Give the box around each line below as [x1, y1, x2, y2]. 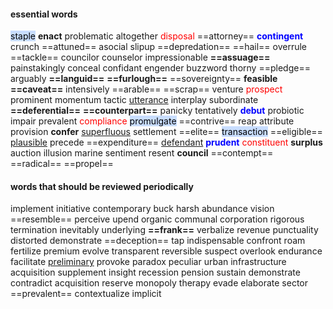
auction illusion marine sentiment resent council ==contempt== [10, 147, 274, 159]
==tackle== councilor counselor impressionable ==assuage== [10, 51, 271, 64]
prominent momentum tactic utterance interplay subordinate [10, 94, 259, 106]
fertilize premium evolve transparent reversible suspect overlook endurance [10, 245, 323, 257]
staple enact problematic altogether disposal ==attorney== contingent [10, 30, 304, 42]
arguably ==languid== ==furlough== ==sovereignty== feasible [10, 73, 278, 85]
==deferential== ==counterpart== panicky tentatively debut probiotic [10, 105, 305, 117]
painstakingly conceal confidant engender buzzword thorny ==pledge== [10, 62, 311, 74]
